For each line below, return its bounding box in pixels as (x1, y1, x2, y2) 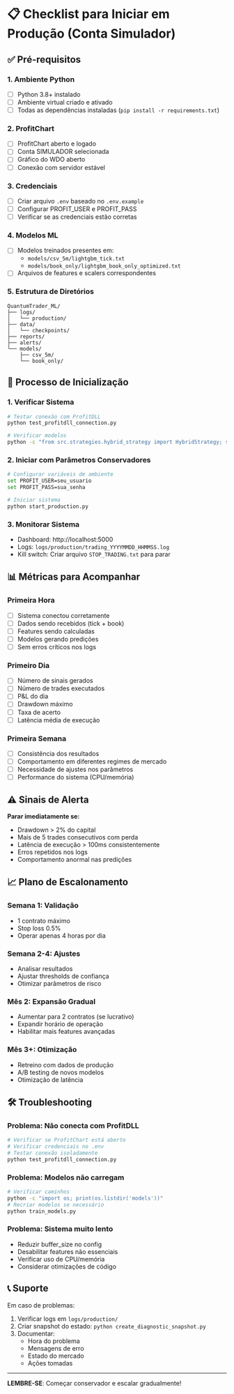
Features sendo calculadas (17, 627, 95, 635)
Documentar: (17, 1329, 56, 1338)
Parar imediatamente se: (7, 812, 80, 820)
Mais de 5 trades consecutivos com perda (17, 833, 139, 841)
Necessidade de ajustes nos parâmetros (17, 765, 134, 774)
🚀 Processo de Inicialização (7, 376, 129, 388)
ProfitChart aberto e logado (17, 139, 96, 148)
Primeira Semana (7, 734, 67, 743)
